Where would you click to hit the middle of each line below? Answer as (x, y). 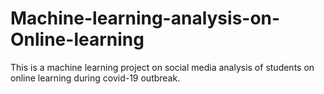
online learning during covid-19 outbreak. (95, 78)
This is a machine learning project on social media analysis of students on (162, 67)
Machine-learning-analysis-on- (145, 18)
